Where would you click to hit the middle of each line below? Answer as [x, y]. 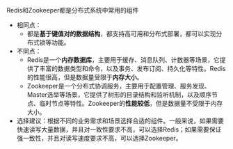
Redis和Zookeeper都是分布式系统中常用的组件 [73, 10]
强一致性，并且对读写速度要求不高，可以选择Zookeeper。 [99, 138]
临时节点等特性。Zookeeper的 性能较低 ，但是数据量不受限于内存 [131, 103]
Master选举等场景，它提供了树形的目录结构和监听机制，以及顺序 [119, 95]
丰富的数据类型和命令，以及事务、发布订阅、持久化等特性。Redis [132, 69]
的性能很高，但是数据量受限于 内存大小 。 [85, 77]
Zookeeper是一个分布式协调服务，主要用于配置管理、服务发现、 [119, 86]
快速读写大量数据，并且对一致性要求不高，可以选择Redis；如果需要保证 [119, 130]
